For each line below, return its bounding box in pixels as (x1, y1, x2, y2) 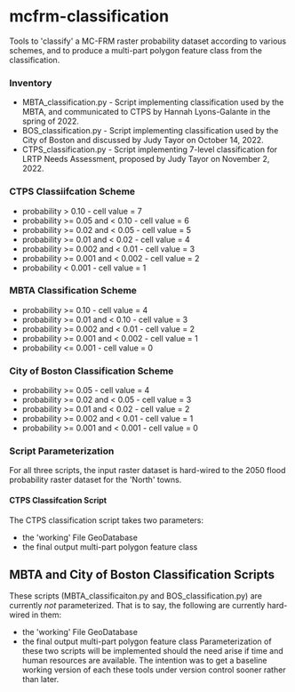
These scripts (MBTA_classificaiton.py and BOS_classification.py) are (9, 591, 262, 601)
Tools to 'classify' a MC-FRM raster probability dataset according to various (9, 36, 287, 46)
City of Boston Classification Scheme (9, 365, 174, 377)
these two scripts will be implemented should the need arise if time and (21, 646, 283, 656)
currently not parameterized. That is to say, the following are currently (9, 600, 266, 611)
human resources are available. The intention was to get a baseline (21, 656, 267, 666)
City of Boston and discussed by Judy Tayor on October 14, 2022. (21, 135, 264, 146)
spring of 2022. (21, 116, 80, 126)
